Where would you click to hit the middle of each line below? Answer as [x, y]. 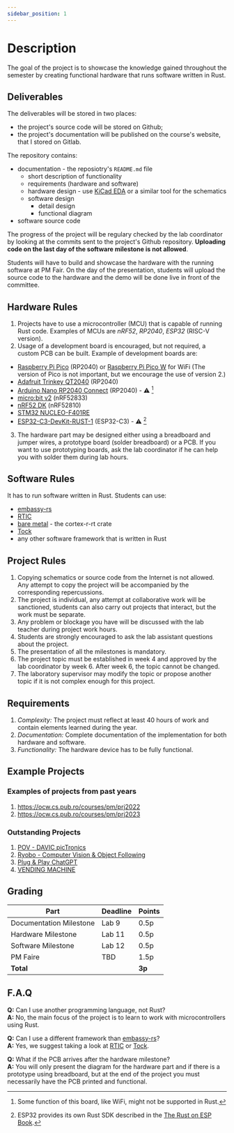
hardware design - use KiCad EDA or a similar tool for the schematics [127, 191]
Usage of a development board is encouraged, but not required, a [111, 346]
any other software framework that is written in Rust [92, 539]
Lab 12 [113, 945]
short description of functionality [75, 177]
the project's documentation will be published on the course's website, [119, 135]
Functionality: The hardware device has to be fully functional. [105, 749]
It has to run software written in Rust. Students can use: [87, 495]
